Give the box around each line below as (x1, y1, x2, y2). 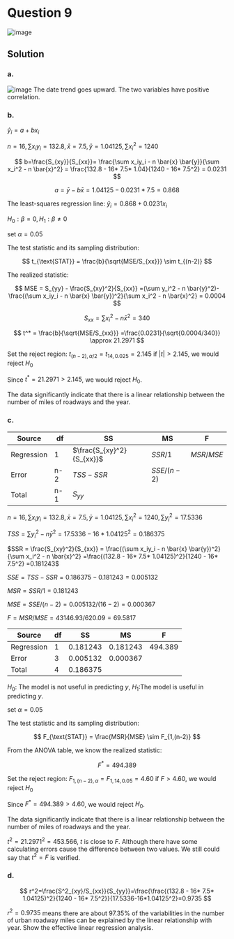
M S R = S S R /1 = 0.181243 (7, 587, 79, 595)
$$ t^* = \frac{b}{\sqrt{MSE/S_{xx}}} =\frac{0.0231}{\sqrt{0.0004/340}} (13, 329, 221, 337)
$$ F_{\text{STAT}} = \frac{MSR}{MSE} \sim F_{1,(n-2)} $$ (33, 733, 201, 741)
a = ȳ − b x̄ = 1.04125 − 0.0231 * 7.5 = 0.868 (54, 186, 180, 194)
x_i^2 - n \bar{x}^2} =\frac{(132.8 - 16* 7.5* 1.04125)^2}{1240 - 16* (25, 552, 219, 561)
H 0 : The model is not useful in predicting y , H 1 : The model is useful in (7, 683, 204, 693)
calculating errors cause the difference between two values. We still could (7, 845, 220, 853)
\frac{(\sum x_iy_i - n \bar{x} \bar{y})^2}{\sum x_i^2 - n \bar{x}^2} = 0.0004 (8, 292, 226, 300)
